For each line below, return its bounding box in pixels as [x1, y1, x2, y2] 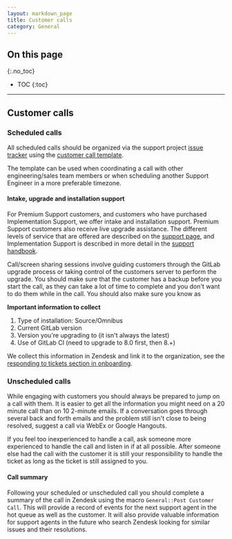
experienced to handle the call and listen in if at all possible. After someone [7, 442, 221, 450]
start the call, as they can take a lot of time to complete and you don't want [7, 282, 220, 291]
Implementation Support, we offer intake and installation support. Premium [7, 217, 219, 226]
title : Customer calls [7, 17, 72, 24]
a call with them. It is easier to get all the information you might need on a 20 [7, 399, 225, 408]
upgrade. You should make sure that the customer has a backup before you [7, 275, 222, 284]
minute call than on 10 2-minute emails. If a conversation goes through [7, 407, 208, 415]
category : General [7, 23, 60, 30]
